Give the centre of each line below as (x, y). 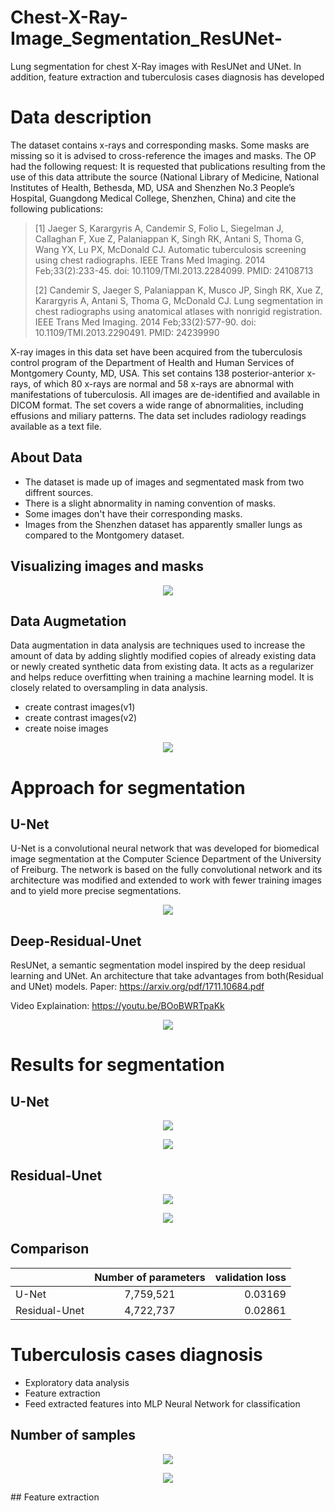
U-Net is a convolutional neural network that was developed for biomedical (165, 848)
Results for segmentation (117, 1065)
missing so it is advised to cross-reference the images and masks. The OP (163, 155)
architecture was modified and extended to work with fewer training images (166, 880)
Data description (81, 117)
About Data (46, 457)
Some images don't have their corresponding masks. (133, 513)
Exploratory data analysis (77, 1382)
